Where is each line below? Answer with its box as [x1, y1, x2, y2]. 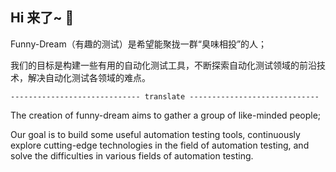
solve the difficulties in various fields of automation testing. [10, 149, 254, 162]
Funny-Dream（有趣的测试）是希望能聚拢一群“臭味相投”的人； [10, 38, 268, 50]
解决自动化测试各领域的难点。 [27, 71, 151, 83]
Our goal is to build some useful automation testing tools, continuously [10, 128, 301, 140]
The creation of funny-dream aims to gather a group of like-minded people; [10, 109, 322, 121]
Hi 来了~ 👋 [10, 9, 75, 27]
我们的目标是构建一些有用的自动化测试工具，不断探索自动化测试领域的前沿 [10, 59, 317, 71]
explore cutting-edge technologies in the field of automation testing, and [10, 139, 310, 151]
